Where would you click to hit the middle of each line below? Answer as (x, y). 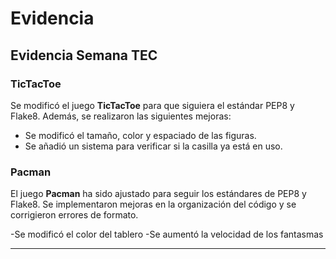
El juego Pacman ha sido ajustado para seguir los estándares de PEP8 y (158, 194)
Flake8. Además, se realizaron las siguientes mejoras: (121, 116)
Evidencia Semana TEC (84, 55)
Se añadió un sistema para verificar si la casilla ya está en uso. (153, 146)
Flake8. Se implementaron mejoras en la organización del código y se (153, 204)
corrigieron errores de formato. (74, 215)
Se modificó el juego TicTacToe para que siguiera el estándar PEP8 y (152, 105)
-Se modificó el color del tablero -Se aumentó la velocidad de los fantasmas (167, 234)
